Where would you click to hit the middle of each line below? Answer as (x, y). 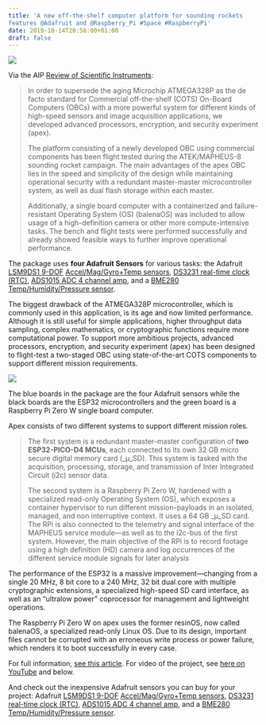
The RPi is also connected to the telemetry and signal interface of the (141, 525)
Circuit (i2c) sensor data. (68, 475)
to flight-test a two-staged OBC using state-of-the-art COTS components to (132, 355)
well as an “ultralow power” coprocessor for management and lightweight (129, 599)
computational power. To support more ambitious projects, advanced (121, 338)
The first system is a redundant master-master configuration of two (138, 441)
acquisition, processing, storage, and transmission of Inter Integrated (141, 467)
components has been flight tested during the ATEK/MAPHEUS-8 (135, 157)
